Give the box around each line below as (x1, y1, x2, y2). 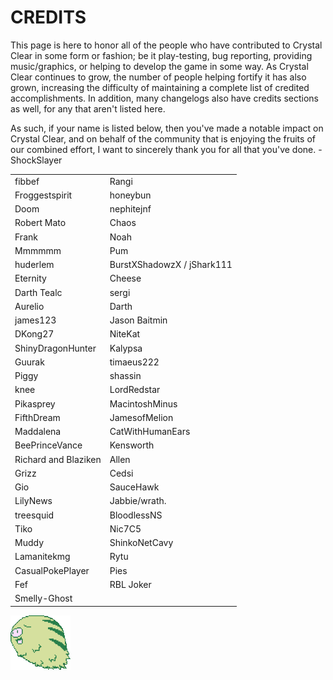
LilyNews (14, 495, 53, 507)
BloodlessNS (109, 509, 163, 521)
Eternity (14, 272, 47, 285)
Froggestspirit (14, 189, 73, 201)
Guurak (14, 356, 45, 368)
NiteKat (109, 328, 141, 340)
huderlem (14, 259, 55, 271)
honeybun (109, 189, 152, 201)
